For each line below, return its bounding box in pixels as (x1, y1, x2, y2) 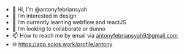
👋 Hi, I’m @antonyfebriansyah (12, 6, 88, 13)
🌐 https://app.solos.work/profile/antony (12, 41, 113, 48)
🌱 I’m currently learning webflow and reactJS (12, 19, 127, 25)
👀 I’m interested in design (12, 12, 77, 19)
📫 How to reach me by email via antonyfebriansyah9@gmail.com (12, 32, 178, 39)
